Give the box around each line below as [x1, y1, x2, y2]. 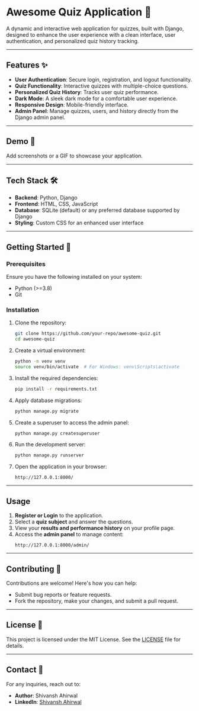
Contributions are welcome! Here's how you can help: [6, 580, 137, 587]
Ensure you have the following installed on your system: [6, 274, 142, 281]
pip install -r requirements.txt [14, 386, 98, 392]
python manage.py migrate [14, 408, 79, 414]
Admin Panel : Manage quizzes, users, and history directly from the [14, 107, 179, 114]
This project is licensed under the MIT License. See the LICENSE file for [6, 636, 181, 643]
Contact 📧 [6, 665, 44, 675]
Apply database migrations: [14, 397, 82, 404]
